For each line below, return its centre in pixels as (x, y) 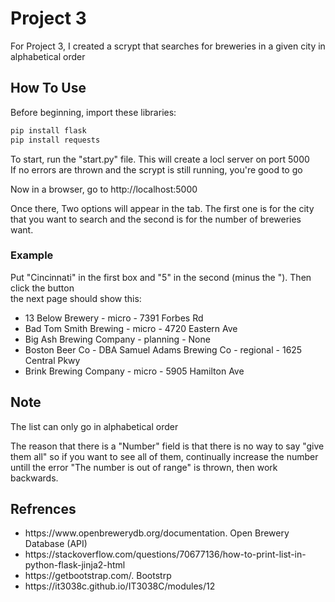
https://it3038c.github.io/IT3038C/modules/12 (120, 586)
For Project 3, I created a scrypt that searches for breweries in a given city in (168, 46)
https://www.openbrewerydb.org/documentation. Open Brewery (157, 533)
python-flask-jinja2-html (75, 565)
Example (32, 255)
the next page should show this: (76, 298)
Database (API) (56, 544)
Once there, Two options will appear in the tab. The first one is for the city (162, 208)
